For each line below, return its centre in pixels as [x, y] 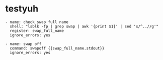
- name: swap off [23, 44]
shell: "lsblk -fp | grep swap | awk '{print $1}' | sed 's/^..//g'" [84, 26]
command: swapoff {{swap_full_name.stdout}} [57, 48]
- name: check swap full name [37, 22]
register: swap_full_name [37, 30]
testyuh [22, 9]
